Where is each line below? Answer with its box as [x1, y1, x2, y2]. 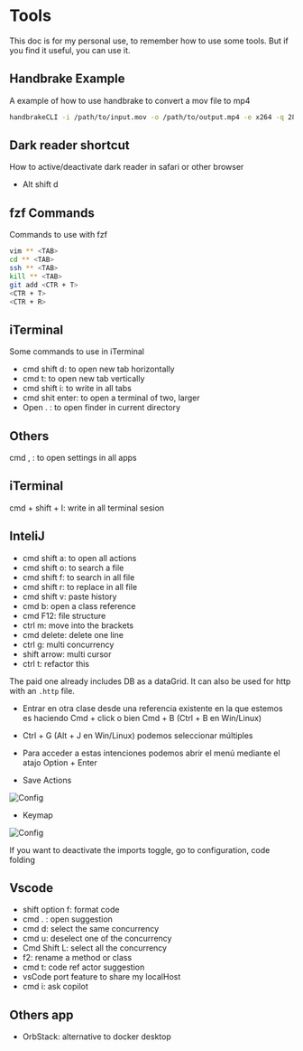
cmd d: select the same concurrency [22, 924, 160, 934]
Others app [9, 1007, 74, 1022]
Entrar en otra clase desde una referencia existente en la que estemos [22, 702, 283, 714]
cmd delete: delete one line [22, 629, 124, 640]
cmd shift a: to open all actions [22, 552, 137, 563]
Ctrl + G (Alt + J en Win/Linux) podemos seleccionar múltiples [22, 729, 253, 741]
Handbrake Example [9, 71, 125, 87]
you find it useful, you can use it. [9, 44, 131, 55]
